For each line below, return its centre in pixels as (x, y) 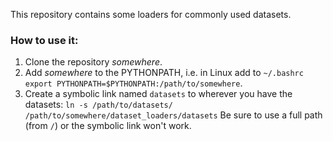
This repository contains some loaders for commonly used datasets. (151, 14)
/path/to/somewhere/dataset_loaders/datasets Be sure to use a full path (173, 115)
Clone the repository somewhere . (93, 62)
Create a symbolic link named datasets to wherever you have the (158, 94)
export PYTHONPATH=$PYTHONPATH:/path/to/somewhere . (133, 83)
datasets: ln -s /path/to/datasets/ (98, 105)
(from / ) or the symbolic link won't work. (108, 126)
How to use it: (44, 40)
